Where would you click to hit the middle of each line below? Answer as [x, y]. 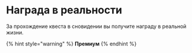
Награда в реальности [64, 10]
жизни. [15, 32]
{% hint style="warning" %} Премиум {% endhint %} [71, 44]
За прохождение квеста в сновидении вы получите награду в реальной [96, 26]
